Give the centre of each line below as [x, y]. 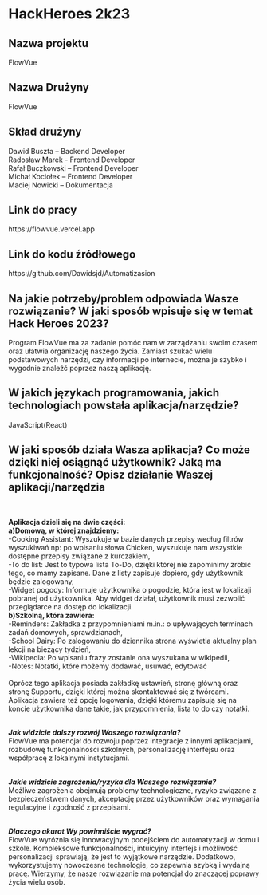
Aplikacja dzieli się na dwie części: [67, 522]
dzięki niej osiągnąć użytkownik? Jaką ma [115, 462]
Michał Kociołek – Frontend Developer [71, 176]
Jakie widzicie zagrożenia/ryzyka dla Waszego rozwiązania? [112, 782]
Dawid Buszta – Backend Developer [67, 151]
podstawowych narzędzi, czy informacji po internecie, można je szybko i [128, 360]
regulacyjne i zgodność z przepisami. [70, 807]
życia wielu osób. [37, 881]
